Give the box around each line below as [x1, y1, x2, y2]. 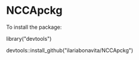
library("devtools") [6, 35, 52, 42]
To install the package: [6, 23, 62, 31]
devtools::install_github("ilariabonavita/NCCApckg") [6, 46, 134, 54]
